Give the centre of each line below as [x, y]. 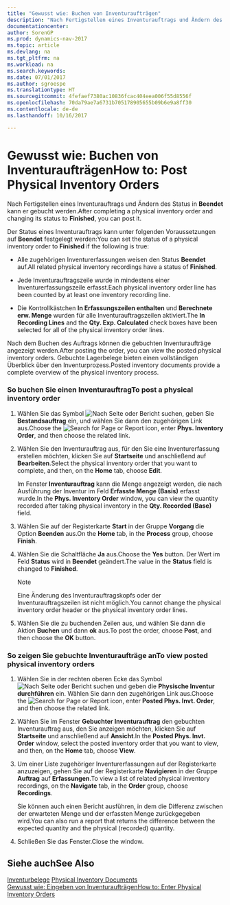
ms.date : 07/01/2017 [37, 77]
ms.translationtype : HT [41, 90]
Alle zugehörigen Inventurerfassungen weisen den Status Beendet [111, 259]
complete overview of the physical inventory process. [83, 372]
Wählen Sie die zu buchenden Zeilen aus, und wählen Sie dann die [111, 623]
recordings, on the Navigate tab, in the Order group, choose [103, 786]
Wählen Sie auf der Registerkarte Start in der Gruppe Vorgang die [111, 526]
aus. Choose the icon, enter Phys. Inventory [120, 428]
